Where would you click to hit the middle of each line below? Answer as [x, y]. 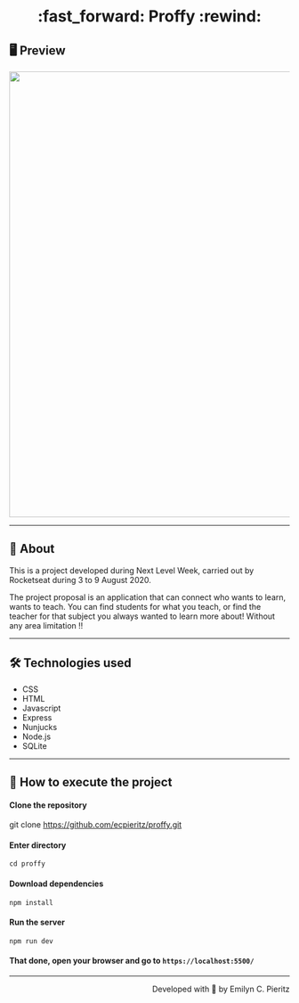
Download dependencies [57, 884]
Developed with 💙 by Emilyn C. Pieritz [221, 989]
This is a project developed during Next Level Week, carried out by [132, 570]
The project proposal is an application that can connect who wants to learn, [148, 597]
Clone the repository [48, 805]
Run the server [37, 922]
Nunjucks [40, 727]
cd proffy [28, 864]
